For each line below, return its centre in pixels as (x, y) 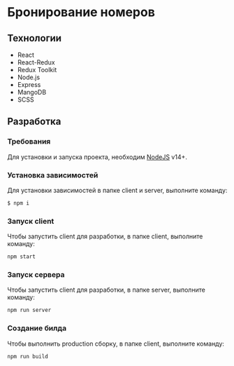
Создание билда (37, 328)
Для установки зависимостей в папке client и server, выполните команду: (117, 190)
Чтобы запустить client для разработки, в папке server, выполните (107, 290)
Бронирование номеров (81, 12)
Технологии (34, 38)
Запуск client (31, 221)
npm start (22, 257)
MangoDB (32, 92)
